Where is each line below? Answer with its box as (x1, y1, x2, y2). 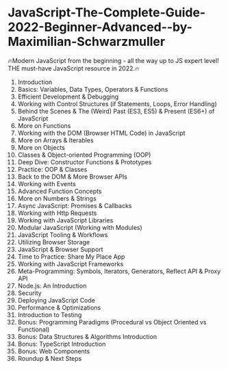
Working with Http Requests (17, 209, 97, 217)
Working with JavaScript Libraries (17, 216, 114, 224)
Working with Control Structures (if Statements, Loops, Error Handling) (17, 99, 218, 107)
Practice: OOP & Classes (17, 165, 88, 173)
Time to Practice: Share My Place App (17, 252, 125, 261)
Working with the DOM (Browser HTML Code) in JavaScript (17, 129, 186, 137)
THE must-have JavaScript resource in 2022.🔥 (8, 64, 140, 73)
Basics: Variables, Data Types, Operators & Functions (17, 85, 168, 93)
